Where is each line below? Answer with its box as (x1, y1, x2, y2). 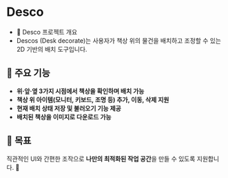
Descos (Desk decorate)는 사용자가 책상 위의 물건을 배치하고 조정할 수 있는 (16, 36, 222, 45)
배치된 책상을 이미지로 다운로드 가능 (16, 112, 112, 121)
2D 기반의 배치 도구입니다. (16, 45, 87, 53)
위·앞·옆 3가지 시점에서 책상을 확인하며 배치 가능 (16, 87, 145, 95)
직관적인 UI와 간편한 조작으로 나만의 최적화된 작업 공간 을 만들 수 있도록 (6, 155, 196, 163)
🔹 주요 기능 (6, 67, 51, 79)
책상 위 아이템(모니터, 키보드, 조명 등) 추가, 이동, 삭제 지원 (16, 95, 169, 103)
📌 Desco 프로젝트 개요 (16, 28, 78, 36)
